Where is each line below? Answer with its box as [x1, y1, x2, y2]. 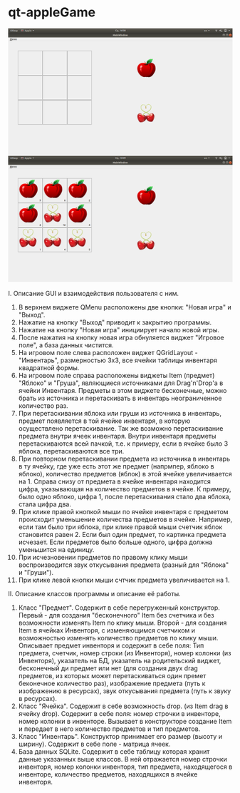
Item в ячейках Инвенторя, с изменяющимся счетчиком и [18, 625, 195, 635]
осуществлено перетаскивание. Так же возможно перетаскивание [18, 424, 224, 432]
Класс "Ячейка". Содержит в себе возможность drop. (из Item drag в [18, 702, 229, 710]
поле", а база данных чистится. [18, 340, 114, 349]
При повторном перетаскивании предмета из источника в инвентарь [18, 454, 231, 463]
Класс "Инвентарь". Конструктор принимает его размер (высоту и [18, 732, 223, 740]
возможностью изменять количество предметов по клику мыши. [18, 633, 219, 642]
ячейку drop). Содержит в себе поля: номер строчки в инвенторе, [18, 709, 221, 717]
